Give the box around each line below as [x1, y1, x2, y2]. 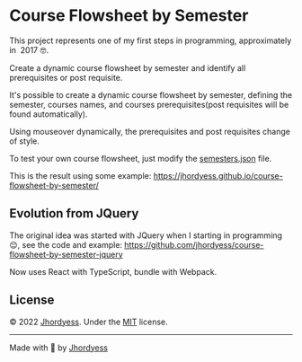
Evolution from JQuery [9, 206, 139, 221]
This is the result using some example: [9, 170, 152, 181]
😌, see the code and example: [9, 239, 123, 250]
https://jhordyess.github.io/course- [153, 170, 283, 181]
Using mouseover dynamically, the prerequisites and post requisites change [9, 126, 290, 137]
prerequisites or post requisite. [9, 72, 123, 83]
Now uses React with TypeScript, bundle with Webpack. [9, 266, 218, 277]
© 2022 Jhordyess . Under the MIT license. [9, 316, 168, 327]
